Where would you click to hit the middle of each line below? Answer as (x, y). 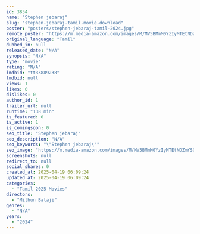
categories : (21, 183)
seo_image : (20, 150)
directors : (20, 194)
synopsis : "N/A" (26, 56)
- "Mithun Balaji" (35, 200)
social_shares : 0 (28, 167)
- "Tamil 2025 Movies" (40, 189)
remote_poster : (25, 34)
